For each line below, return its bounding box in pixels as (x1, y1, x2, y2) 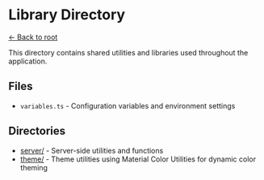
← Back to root (8, 32, 58, 42)
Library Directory (8, 6, 126, 24)
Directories (8, 125, 66, 138)
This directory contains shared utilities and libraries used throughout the (8, 47, 249, 57)
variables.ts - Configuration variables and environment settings (19, 100, 236, 110)
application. (8, 56, 48, 66)
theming (19, 162, 48, 172)
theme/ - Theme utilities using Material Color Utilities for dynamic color (19, 154, 257, 164)
